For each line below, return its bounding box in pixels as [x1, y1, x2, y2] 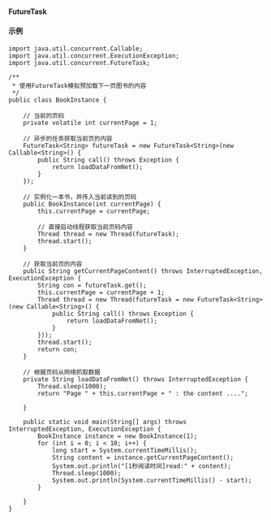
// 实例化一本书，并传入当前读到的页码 [23, 193, 137, 201]
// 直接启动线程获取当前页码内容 [37, 223, 134, 231]
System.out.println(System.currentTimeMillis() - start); [51, 476, 252, 484]
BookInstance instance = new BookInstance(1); [37, 431, 198, 440]
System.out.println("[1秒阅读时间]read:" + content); [51, 461, 231, 470]
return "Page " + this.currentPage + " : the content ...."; [37, 389, 249, 397]
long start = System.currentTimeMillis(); [51, 446, 198, 454]
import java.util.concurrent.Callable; [8, 45, 144, 53]
